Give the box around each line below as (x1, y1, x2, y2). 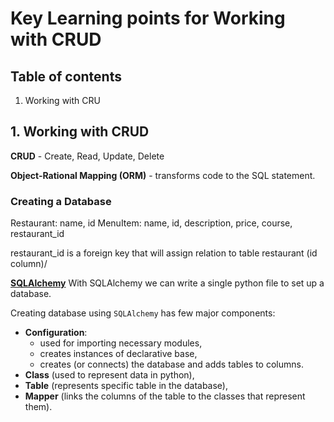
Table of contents (10, 68, 122, 85)
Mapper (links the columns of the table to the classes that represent (24, 390, 306, 402)
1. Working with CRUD (10, 123, 150, 141)
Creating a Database (10, 194, 112, 208)
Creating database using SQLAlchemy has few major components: (10, 307, 276, 319)
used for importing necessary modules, (39, 337, 203, 349)
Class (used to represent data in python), (24, 369, 195, 381)
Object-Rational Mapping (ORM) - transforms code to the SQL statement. (10, 169, 316, 181)
